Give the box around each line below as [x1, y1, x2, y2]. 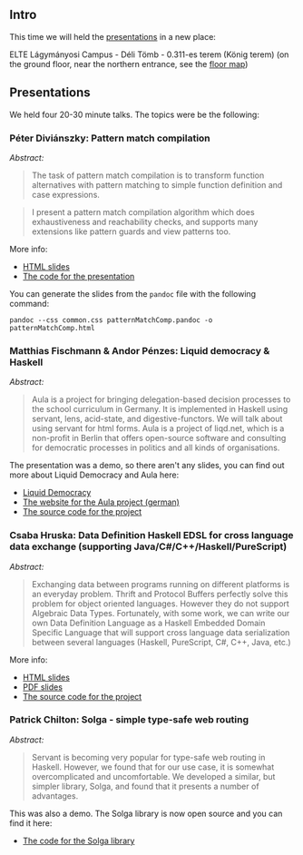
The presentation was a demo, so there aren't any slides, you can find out [9, 460, 285, 471]
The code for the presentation [22, 270, 135, 281]
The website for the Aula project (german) [22, 496, 180, 507]
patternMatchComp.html [9, 323, 95, 332]
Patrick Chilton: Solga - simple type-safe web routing [9, 713, 249, 726]
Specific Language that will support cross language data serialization [31, 626, 290, 638]
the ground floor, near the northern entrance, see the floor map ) [9, 58, 249, 69]
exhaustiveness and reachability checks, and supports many [31, 216, 259, 227]
